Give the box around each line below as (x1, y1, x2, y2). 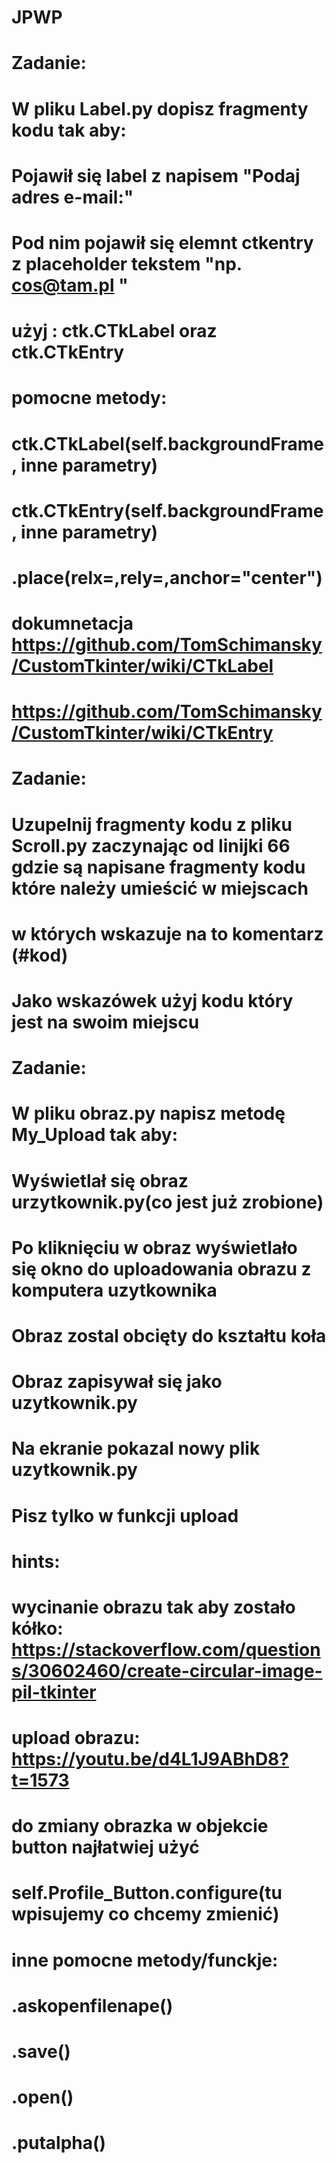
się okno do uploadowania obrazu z (11, 1257, 312, 1280)
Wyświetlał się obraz (11, 1169, 189, 1192)
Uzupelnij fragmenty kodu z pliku (11, 813, 293, 836)
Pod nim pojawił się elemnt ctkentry (11, 231, 314, 254)
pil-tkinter (11, 1681, 97, 1703)
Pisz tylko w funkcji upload (11, 1504, 239, 1527)
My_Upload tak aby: (11, 1124, 179, 1146)
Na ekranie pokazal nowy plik (11, 1437, 261, 1460)
